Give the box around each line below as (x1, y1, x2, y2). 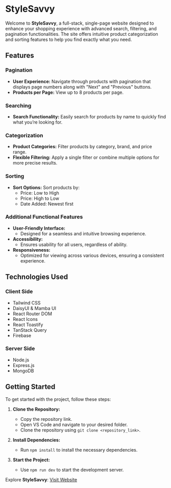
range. (12, 149, 27, 155)
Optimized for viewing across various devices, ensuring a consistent (20, 252, 164, 258)
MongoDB (12, 368, 34, 374)
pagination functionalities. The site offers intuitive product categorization (5, 31, 158, 37)
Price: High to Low (20, 195, 60, 201)
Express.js (12, 362, 35, 368)
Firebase (12, 332, 32, 338)
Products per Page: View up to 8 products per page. (12, 89, 124, 95)
